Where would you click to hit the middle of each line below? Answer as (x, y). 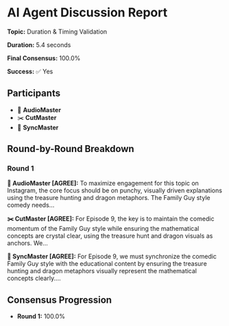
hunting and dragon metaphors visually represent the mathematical (102, 271)
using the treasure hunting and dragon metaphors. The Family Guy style (109, 198)
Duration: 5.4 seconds (39, 45)
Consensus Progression (59, 300)
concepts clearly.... (34, 278)
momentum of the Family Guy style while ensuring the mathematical (103, 229)
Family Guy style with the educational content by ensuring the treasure (107, 264)
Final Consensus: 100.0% (44, 58)
